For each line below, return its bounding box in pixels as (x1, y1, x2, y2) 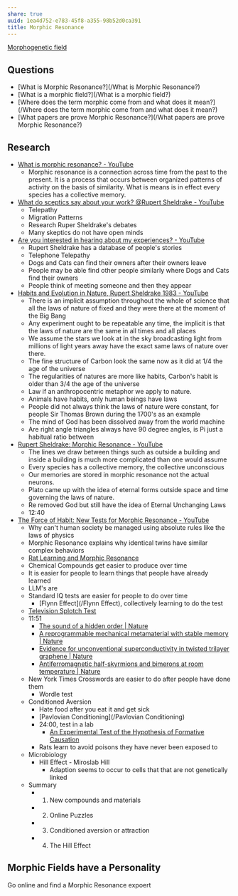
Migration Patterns (28, 213, 83, 222)
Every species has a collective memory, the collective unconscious (28, 463, 225, 471)
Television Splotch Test (28, 607, 97, 615)
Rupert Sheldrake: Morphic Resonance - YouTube (17, 440, 163, 449)
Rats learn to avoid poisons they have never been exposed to (38, 743, 218, 751)
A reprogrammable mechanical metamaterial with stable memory (38, 630, 229, 637)
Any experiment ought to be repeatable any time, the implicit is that (28, 319, 225, 328)
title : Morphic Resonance (7, 24, 84, 31)
